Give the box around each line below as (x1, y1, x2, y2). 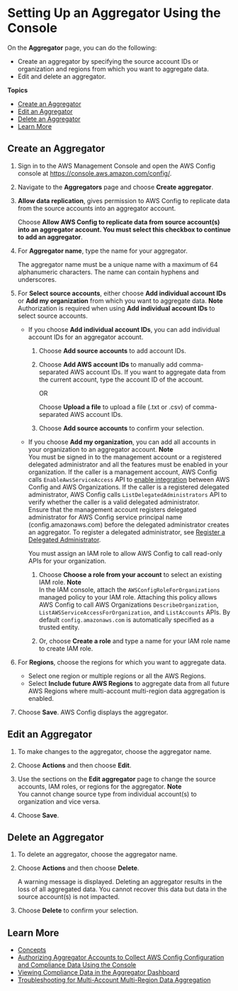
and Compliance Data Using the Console (17, 961, 137, 969)
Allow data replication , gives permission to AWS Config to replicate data (17, 196, 230, 205)
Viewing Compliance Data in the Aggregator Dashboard (17, 968, 180, 977)
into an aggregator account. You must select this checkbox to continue (17, 225, 232, 234)
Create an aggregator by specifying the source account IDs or (17, 57, 199, 65)
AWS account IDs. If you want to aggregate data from (69, 367, 226, 376)
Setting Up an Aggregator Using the (7, 5, 221, 21)
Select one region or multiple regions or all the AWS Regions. (28, 671, 207, 680)
